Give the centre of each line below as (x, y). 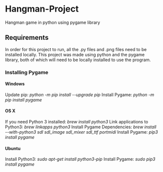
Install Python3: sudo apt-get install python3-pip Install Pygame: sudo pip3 (80, 159)
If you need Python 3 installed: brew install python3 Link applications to (77, 122)
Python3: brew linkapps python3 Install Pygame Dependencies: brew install (81, 127)
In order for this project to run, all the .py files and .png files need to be (76, 49)
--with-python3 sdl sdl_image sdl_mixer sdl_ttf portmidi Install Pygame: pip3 (81, 132)
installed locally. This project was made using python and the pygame (75, 54)
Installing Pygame (27, 72)
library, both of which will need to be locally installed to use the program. (78, 60)
